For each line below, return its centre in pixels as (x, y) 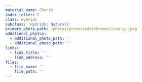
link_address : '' (33, 57)
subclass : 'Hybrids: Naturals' (38, 24)
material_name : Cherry (29, 10)
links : (12, 48)
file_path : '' (29, 72)
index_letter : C (22, 15)
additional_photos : (26, 34)
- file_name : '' (27, 67)
